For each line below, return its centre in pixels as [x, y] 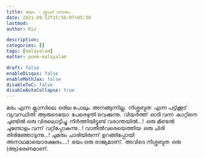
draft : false [23, 67]
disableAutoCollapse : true [40, 91]
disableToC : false [30, 85]
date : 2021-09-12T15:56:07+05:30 [49, 18]
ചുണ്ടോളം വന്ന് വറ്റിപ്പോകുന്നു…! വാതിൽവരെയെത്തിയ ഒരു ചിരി [86, 128]
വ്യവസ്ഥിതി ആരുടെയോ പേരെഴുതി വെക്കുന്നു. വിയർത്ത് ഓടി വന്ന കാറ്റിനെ [102, 115]
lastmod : [17, 23]
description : [23, 40]
